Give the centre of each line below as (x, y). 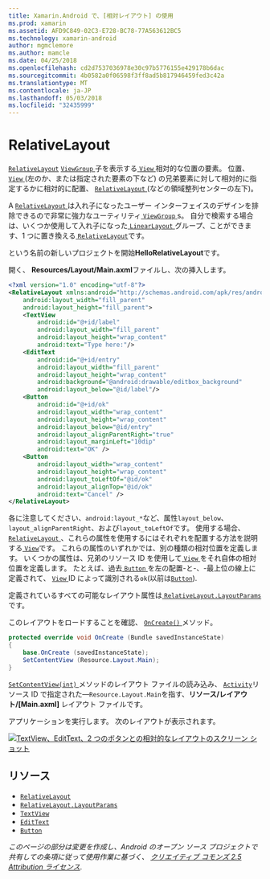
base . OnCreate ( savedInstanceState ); (86, 653)
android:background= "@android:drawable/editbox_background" (140, 382)
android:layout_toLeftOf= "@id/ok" (95, 479)
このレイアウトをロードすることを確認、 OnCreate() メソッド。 (113, 623)
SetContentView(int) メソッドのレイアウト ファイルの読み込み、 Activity (131, 684)
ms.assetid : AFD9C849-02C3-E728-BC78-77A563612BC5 (95, 31)
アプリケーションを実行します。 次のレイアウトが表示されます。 (114, 721)
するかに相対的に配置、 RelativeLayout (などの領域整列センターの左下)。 (137, 189)
